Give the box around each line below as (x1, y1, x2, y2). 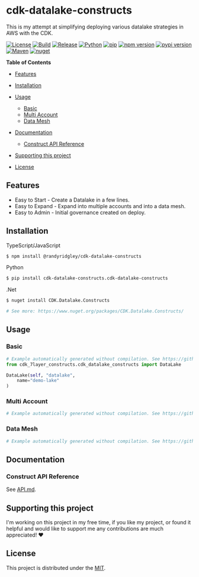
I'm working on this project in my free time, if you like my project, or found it (6, 518, 191, 525)
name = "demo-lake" (17, 378, 60, 384)
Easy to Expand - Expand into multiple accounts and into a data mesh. (14, 202, 186, 209)
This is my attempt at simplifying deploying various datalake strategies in (6, 23, 184, 30)
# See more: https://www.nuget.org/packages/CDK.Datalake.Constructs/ (6, 308, 184, 314)
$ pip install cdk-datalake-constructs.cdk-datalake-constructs (6, 275, 168, 282)
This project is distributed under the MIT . (6, 564, 106, 571)
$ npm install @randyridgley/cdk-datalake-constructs (6, 253, 142, 259)
